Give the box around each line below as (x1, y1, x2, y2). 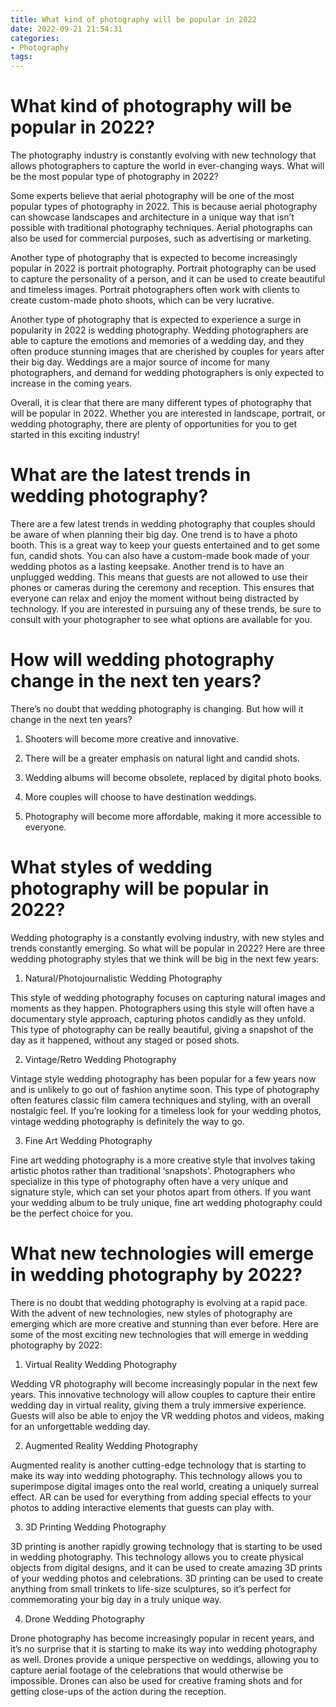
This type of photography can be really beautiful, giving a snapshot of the (10, 1023, 314, 1035)
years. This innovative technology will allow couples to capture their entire (10, 1388, 316, 1400)
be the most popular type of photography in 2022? (10, 171, 219, 183)
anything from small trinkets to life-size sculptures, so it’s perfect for (10, 1582, 292, 1595)
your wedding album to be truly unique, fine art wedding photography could (10, 1196, 323, 1208)
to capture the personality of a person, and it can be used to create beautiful (10, 273, 326, 285)
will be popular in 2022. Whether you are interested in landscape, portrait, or (10, 407, 326, 420)
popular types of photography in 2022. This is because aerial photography (10, 201, 318, 213)
